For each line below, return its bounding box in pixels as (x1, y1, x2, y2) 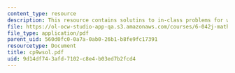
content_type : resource (7, 10, 77, 17)
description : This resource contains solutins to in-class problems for (7, 17, 224, 24)
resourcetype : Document (7, 42, 77, 49)
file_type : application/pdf (7, 29, 90, 37)
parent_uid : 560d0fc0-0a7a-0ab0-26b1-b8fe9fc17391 (7, 36, 158, 43)
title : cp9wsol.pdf (7, 49, 64, 56)
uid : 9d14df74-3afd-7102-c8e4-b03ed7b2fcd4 (7, 56, 136, 63)
